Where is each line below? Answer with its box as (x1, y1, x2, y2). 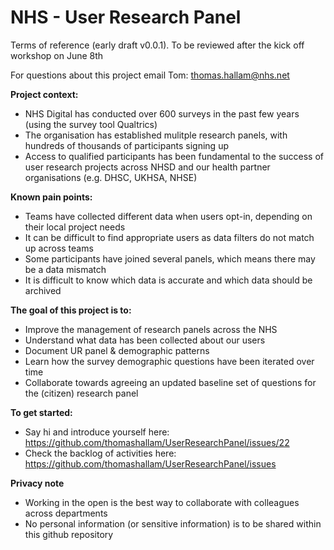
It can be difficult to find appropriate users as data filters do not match (24, 231, 315, 243)
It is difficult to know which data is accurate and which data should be (24, 274, 313, 286)
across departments (24, 507, 108, 519)
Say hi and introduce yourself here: (24, 426, 170, 438)
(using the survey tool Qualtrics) (24, 118, 158, 130)
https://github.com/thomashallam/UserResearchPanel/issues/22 (24, 436, 290, 448)
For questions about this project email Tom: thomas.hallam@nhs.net (10, 69, 290, 81)
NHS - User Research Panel (10, 6, 242, 29)
